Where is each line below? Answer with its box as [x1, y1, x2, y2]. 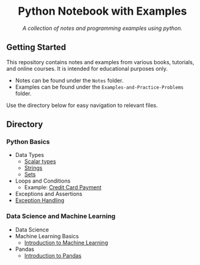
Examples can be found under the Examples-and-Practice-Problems [15, 83, 184, 90]
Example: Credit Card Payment [24, 184, 102, 191]
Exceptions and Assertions [15, 191, 82, 198]
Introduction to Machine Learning [24, 239, 109, 246]
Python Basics [6, 137, 50, 146]
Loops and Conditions [15, 177, 71, 184]
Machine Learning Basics [15, 232, 79, 239]
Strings [24, 164, 43, 172]
